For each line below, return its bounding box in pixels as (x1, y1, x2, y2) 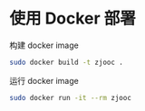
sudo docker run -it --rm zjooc (9, 93, 131, 102)
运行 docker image (9, 75, 79, 86)
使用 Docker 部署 (9, 8, 136, 29)
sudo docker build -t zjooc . (9, 58, 124, 67)
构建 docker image (9, 40, 79, 51)
